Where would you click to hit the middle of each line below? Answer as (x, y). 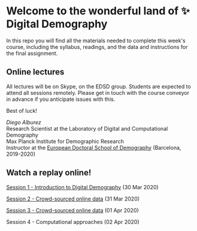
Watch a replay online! (49, 173)
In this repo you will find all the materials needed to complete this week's (96, 41)
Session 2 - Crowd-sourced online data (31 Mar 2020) (73, 199)
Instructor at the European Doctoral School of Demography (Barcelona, (94, 147)
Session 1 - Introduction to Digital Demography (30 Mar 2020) (82, 187)
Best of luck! (22, 110)
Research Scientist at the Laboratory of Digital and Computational (87, 128)
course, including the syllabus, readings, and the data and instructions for (97, 47)
